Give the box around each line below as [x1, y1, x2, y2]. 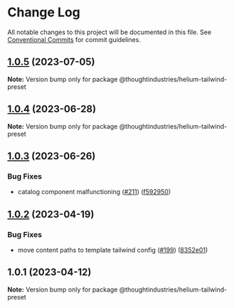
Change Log [7, 4, 80, 21]
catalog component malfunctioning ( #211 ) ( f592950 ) [17, 188, 171, 196]
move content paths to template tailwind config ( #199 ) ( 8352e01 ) [17, 245, 208, 254]
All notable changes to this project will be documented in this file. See [7, 28, 212, 36]
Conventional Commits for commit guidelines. [7, 35, 141, 43]
